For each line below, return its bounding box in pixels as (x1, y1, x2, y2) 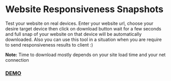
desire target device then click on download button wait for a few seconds (5, 25, 162, 31)
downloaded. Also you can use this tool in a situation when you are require (5, 36, 162, 43)
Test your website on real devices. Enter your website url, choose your (5, 20, 154, 26)
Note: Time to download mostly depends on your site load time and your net (5, 52, 166, 58)
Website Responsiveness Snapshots (5, 4, 164, 15)
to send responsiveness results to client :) (5, 42, 93, 48)
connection (5, 57, 29, 63)
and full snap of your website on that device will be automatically (5, 31, 142, 37)
